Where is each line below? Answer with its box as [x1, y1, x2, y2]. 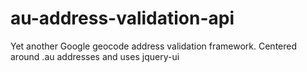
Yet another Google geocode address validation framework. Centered [10, 40, 298, 52]
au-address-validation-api [10, 7, 235, 30]
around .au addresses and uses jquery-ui [10, 50, 180, 62]
